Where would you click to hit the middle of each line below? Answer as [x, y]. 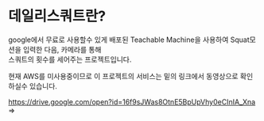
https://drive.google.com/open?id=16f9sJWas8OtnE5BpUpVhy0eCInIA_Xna [132, 102]
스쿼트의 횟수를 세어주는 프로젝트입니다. [70, 59]
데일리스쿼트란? [57, 16]
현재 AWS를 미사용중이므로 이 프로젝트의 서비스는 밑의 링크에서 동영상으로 [123, 76]
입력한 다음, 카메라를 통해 [62, 49]
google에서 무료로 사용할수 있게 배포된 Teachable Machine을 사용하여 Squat [129, 40]
